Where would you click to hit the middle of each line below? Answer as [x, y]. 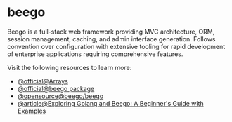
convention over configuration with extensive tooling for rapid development [116, 46]
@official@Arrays [43, 81]
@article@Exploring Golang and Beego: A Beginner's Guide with [110, 103]
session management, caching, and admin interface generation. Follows [111, 39]
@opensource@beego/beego [60, 96]
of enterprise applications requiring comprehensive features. [95, 54]
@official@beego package [56, 88]
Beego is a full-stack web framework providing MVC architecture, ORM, [111, 32]
